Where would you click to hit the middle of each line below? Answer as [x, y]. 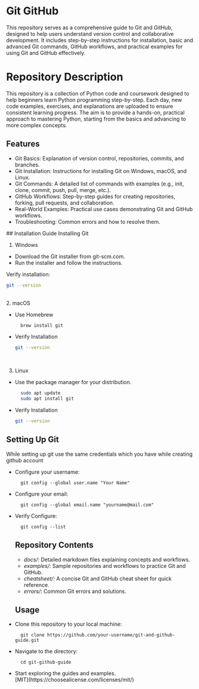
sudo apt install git [47, 399]
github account [25, 460]
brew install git [42, 325]
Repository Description [65, 77]
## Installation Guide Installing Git [47, 233]
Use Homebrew [34, 314]
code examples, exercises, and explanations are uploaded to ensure [90, 106]
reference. [36, 585]
